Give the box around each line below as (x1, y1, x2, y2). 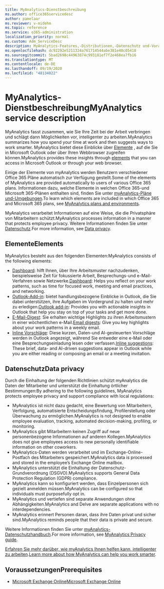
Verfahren (12, 278, 33, 284)
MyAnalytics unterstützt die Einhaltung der (12, 465, 98, 471)
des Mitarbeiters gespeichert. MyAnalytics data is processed (31, 455, 152, 460)
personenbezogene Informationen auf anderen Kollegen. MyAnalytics (12, 434, 151, 440)
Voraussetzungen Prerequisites (5, 566, 102, 574)
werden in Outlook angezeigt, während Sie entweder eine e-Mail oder (12, 335, 152, 341)
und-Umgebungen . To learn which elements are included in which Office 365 (5, 195, 159, 201)
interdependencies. (12, 506, 51, 512)
